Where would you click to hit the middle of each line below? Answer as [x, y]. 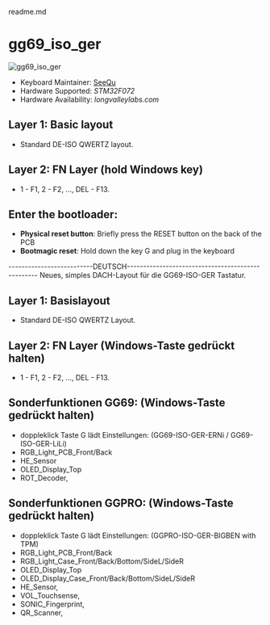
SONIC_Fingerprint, [52, 604]
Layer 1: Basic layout [61, 125]
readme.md [27, 12]
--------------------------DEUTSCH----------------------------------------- [134, 266]
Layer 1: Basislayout [59, 301]
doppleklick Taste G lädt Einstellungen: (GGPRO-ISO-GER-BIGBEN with [138, 535]
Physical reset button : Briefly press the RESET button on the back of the [141, 234]
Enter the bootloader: [63, 214]
